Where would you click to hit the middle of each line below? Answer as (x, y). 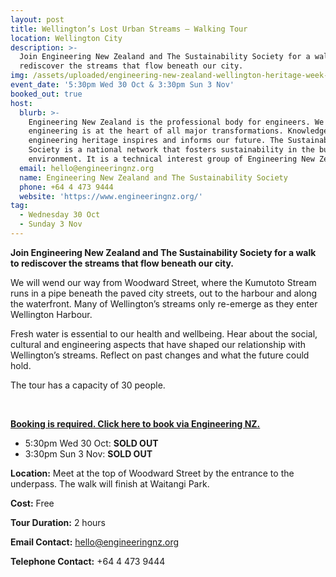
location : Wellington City (66, 38)
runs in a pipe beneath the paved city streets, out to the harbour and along (164, 293)
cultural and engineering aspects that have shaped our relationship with (158, 344)
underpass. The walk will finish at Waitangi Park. (110, 483)
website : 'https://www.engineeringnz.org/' (111, 196)
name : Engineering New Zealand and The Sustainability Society (153, 177)
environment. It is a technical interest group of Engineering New (171, 159)
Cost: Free (32, 503)
